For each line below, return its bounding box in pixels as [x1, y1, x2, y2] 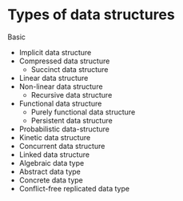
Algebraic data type [18, 158, 85, 167]
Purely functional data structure [30, 107, 136, 117]
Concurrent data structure [18, 141, 105, 151]
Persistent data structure [30, 115, 113, 125]
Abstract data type [18, 167, 81, 176]
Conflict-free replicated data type [18, 183, 129, 193]
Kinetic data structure [18, 132, 91, 142]
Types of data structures [7, 6, 175, 24]
